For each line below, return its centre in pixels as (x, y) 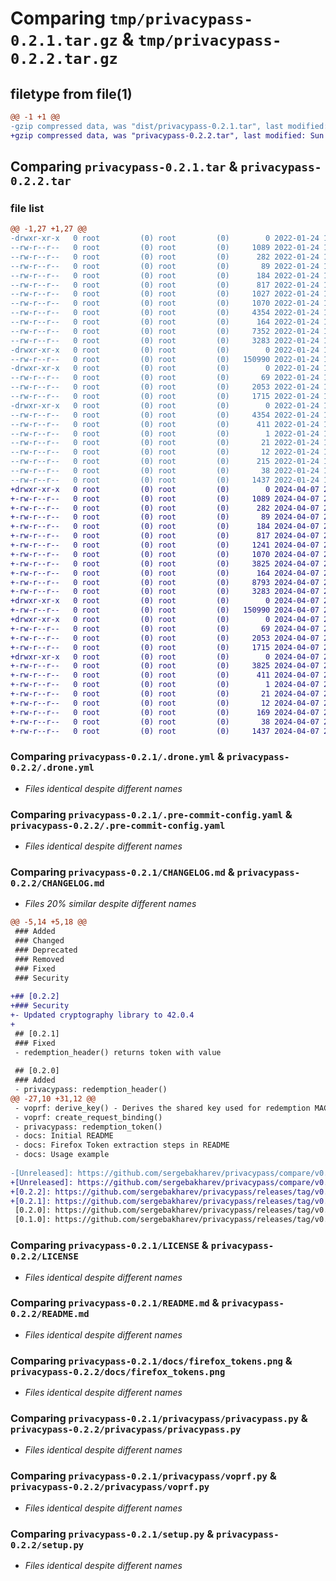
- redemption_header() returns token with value (118, 1052)
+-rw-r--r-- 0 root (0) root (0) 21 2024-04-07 (165, 694)
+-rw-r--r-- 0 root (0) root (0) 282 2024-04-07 (165, 508)
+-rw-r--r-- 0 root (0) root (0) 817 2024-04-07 (165, 536)
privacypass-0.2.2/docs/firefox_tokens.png (118, 1371)
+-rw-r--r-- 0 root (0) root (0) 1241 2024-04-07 (165, 545)
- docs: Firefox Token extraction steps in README (122, 1145)
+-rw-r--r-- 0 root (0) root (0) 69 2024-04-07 (165, 628)
